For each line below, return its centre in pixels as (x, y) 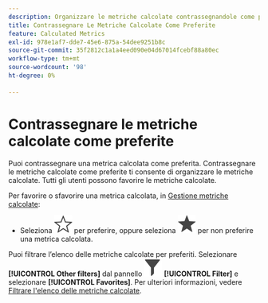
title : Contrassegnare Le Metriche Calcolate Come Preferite (112, 25)
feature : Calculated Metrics (57, 33)
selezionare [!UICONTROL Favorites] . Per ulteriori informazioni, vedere (125, 282)
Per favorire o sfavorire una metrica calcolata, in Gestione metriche (118, 196)
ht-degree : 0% (32, 76)
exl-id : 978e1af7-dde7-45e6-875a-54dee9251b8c (87, 42)
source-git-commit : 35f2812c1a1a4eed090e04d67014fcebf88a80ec (114, 50)
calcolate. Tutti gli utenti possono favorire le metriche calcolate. (112, 180)
